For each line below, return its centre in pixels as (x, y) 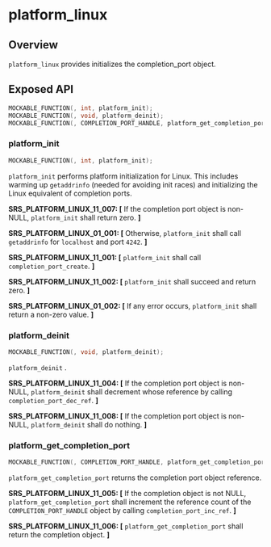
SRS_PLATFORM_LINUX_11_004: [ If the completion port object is (118, 383)
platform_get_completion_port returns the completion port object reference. (135, 478)
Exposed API (41, 89)
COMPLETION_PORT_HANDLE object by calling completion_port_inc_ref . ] (122, 510)
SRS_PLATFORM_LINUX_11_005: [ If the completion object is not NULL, (127, 493)
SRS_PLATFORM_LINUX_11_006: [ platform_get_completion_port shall (126, 526)
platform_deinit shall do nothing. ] (89, 424)
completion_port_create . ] (52, 266)
